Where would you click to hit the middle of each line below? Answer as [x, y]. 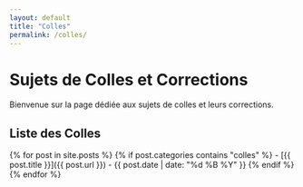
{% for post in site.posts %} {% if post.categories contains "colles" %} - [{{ [150, 155]
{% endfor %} [35, 174]
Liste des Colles [55, 133]
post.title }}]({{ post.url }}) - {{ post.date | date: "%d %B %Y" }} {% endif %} [152, 165]
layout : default [40, 18]
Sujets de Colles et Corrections [129, 79]
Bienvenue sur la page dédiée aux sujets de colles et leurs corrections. [142, 104]
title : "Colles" [40, 26]
